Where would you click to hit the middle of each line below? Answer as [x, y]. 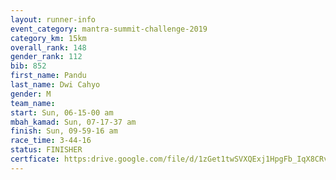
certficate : [35, 159]
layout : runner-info [53, 19]
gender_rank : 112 [46, 57]
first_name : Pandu [48, 76]
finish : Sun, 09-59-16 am [64, 131]
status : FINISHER [46, 150]
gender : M [31, 94]
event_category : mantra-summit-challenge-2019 [109, 29]
